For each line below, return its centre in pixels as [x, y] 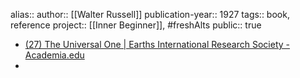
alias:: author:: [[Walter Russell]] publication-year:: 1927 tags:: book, [150, 14]
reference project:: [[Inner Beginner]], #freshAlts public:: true [136, 25]
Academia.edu [54, 55]
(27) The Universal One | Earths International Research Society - [157, 44]
